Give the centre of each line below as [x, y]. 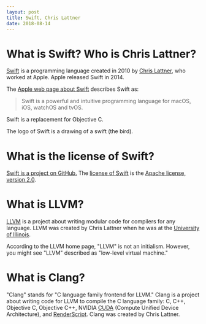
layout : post [23, 12]
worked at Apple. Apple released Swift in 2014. [65, 77]
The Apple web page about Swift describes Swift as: [73, 89]
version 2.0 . [21, 180]
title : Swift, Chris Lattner [44, 18]
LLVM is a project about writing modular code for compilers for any [91, 222]
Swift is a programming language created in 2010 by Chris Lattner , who [96, 71]
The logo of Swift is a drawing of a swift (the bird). [70, 131]
